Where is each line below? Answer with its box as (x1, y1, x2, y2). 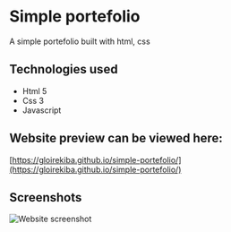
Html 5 (21, 85, 47, 96)
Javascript (21, 105, 62, 116)
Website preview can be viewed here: (9, 131, 224, 146)
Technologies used (9, 62, 118, 77)
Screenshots (9, 190, 82, 205)
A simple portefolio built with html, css (9, 36, 150, 47)
